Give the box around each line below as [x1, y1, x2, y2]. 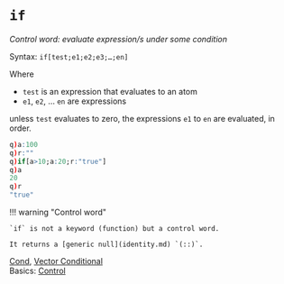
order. [9, 123, 32, 133]
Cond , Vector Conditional [9, 256, 104, 267]
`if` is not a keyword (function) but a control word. [9, 224, 220, 234]
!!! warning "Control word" [9, 206, 106, 218]
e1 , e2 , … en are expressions [22, 96, 127, 106]
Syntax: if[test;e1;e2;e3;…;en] [9, 50, 129, 61]
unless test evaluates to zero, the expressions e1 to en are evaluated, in [9, 113, 275, 124]
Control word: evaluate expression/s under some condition [9, 33, 228, 44]
